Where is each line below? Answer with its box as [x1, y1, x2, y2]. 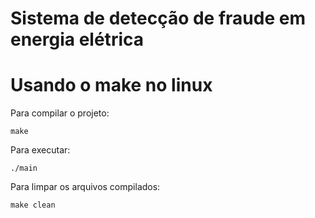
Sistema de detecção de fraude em [10, 7, 306, 30]
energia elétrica [10, 28, 144, 51]
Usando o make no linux [10, 74, 213, 97]
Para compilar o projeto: [10, 107, 110, 119]
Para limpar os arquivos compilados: [10, 181, 161, 193]
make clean [10, 200, 56, 211]
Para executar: [10, 144, 71, 156]
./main [10, 163, 38, 174]
